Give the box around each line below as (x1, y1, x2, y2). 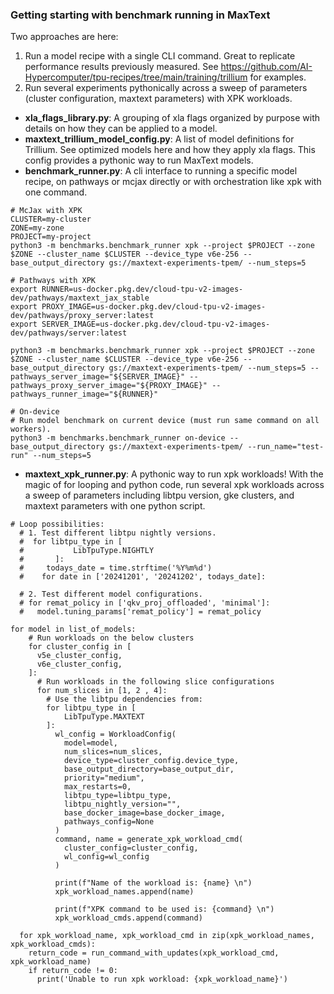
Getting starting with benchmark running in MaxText (10, 8, 271, 22)
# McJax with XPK (10, 206, 83, 216)
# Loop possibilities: (10, 519, 105, 530)
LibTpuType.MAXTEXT (63, 712, 145, 722)
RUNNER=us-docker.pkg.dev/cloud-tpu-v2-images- (41, 284, 244, 295)
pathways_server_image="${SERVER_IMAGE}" (10, 372, 186, 382)
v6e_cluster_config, (36, 659, 123, 670)
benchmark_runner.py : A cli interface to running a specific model (24, 165, 298, 177)
